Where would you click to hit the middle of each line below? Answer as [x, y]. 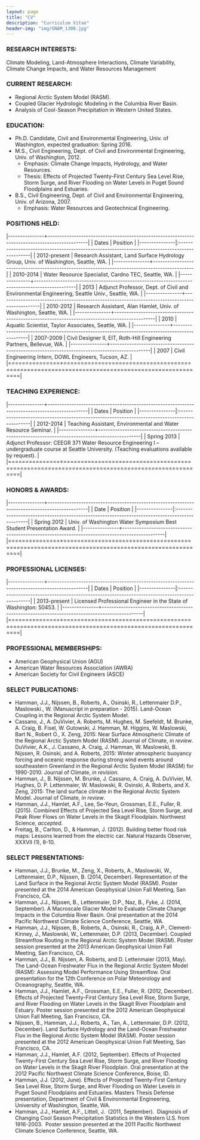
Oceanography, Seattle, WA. [50, 985]
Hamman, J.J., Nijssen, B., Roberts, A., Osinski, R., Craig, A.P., [91, 928]
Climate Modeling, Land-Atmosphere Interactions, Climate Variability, [91, 62]
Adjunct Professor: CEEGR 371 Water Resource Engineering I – [83, 443]
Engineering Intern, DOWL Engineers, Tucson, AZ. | [69, 357]
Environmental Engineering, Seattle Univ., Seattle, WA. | [75, 294]
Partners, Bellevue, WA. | [37, 345]
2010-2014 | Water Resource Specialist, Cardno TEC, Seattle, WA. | [95, 275]
